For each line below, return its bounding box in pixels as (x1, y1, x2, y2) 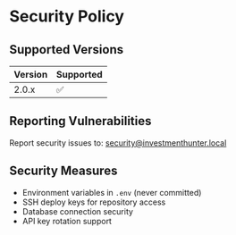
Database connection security (21, 206, 134, 216)
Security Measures (9, 164, 118, 179)
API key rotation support (21, 215, 112, 226)
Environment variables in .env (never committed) (21, 187, 202, 197)
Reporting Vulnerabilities (9, 113, 152, 129)
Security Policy (9, 6, 125, 27)
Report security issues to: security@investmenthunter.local (9, 137, 227, 148)
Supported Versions (9, 42, 123, 57)
